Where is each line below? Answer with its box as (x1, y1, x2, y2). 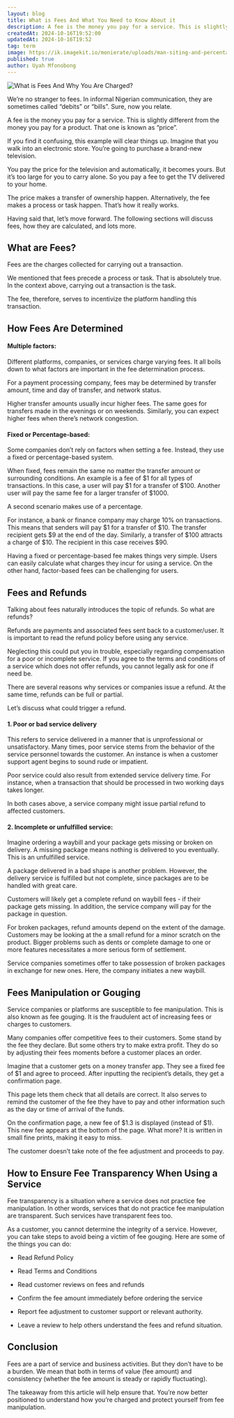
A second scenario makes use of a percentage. (7, 502, 143, 511)
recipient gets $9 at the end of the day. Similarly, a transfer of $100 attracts (7, 531, 223, 539)
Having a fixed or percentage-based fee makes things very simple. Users (7, 552, 217, 560)
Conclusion (7, 1341, 58, 1353)
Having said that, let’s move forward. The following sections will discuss (7, 214, 214, 223)
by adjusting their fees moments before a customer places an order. (7, 1048, 202, 1057)
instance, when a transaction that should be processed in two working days (7, 779, 224, 787)
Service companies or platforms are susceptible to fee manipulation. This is (7, 1006, 224, 1014)
